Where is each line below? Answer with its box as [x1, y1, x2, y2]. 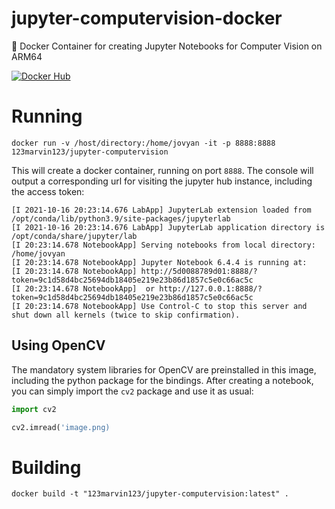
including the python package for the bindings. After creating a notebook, [11, 374, 314, 386]
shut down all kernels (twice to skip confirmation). [11, 310, 241, 320]
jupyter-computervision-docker [11, 7, 283, 30]
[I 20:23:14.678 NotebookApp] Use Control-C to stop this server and [11, 301, 308, 311]
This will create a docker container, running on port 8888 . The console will [11, 164, 314, 176]
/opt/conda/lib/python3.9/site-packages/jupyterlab [11, 213, 231, 224]
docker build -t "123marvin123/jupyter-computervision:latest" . [11, 489, 289, 499]
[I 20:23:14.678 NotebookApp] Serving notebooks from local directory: [11, 240, 316, 250]
